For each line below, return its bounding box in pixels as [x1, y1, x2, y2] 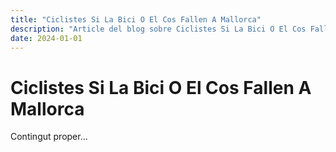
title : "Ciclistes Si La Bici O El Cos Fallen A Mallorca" [10, 14, 262, 25]
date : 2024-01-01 [10, 33, 83, 43]
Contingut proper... [10, 131, 88, 143]
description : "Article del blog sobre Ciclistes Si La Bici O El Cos [10, 24, 307, 34]
